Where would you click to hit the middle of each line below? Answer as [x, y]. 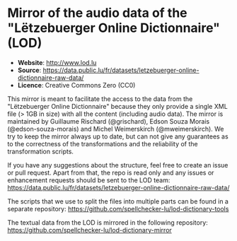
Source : [29, 70]
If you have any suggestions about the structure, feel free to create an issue [118, 165]
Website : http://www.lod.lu [57, 62]
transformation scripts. [41, 151]
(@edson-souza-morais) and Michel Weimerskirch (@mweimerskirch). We [116, 129]
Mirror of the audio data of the [97, 13]
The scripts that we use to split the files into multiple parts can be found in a [118, 201]
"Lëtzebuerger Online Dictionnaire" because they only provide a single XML [117, 106]
